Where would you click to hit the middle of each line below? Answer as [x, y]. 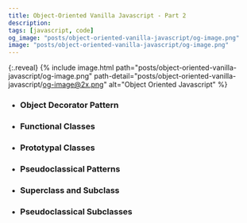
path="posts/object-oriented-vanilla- [176, 67]
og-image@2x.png [73, 85]
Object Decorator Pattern [69, 106]
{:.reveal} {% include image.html [61, 67]
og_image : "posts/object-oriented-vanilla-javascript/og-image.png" [124, 38]
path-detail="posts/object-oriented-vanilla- [165, 76]
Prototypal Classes [57, 148]
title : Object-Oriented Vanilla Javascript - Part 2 [97, 15]
